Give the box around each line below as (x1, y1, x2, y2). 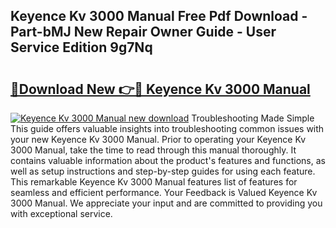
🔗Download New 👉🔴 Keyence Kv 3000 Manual (10, 80, 311, 98)
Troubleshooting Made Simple (191, 112, 315, 124)
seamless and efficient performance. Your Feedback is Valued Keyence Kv (10, 187, 318, 198)
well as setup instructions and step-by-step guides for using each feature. (10, 165, 316, 177)
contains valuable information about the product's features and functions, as (10, 155, 326, 166)
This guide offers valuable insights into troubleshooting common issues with (10, 123, 325, 134)
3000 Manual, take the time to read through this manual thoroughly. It (10, 144, 297, 156)
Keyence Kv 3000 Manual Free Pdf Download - (10, 8, 308, 25)
